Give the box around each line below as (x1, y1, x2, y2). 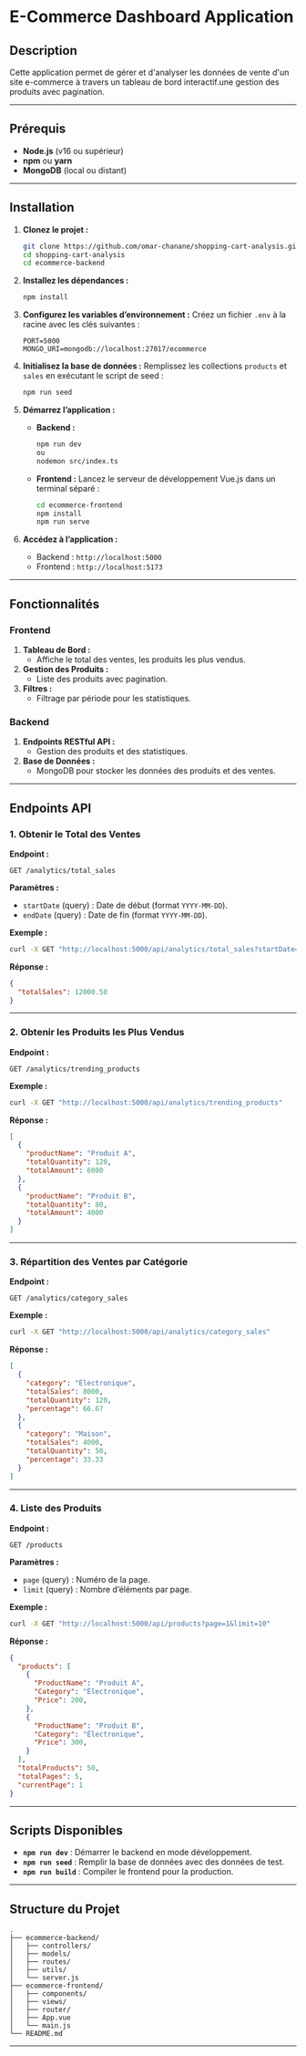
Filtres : (22, 682, 53, 694)
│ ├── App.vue (9, 2013, 71, 2022)
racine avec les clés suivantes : (22, 319, 140, 330)
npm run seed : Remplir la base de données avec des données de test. (22, 1856, 285, 1867)
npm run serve (36, 517, 90, 526)
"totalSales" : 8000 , (25, 1386, 104, 1397)
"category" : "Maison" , (25, 1429, 112, 1438)
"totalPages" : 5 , (17, 1771, 84, 1781)
